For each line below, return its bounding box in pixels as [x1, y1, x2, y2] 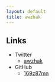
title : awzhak [6, 14, 41, 20]
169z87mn [23, 70, 49, 77]
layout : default [6, 8, 46, 15]
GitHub [14, 64, 33, 71]
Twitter [14, 51, 33, 59]
